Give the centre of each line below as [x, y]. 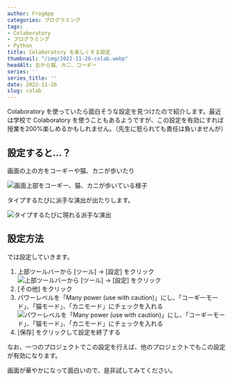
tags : [15, 26]
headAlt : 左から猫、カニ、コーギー [52, 65]
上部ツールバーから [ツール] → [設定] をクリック [86, 272]
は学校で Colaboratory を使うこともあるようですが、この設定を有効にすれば [115, 120]
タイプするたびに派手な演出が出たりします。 [71, 200]
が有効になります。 [34, 355]
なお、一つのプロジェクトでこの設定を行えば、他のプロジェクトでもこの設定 [116, 346]
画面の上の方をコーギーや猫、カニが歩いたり [71, 170]
